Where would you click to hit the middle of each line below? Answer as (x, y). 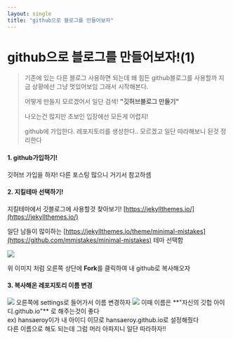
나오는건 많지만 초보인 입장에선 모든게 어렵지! (86, 117)
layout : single (29, 14)
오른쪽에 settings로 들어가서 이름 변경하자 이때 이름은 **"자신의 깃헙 (114, 303)
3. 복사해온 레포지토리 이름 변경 (50, 286)
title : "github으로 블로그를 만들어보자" (61, 20)
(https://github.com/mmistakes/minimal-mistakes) (80, 240)
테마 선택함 (168, 240)
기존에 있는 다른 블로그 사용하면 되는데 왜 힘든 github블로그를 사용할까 (121, 78)
